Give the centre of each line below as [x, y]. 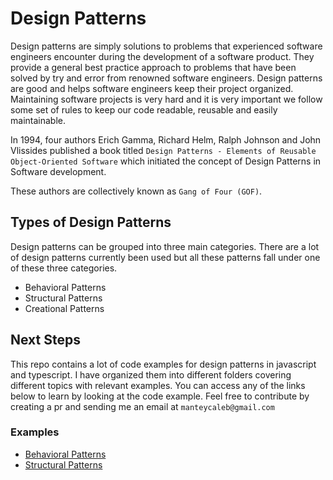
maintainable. [38, 120]
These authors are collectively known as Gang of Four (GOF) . [136, 191]
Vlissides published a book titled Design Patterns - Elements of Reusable [163, 150]
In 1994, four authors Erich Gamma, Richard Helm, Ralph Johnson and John [166, 139]
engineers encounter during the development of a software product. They [162, 56]
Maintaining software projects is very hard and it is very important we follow [166, 99]
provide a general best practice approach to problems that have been [153, 67]
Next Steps [45, 340]
